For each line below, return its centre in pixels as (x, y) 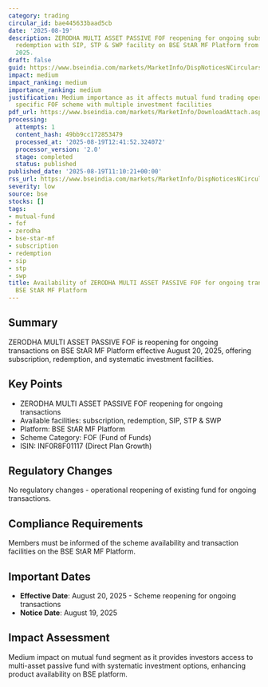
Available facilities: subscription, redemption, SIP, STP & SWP (120, 420)
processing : (28, 120)
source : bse (28, 194)
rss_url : (23, 179)
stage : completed (44, 157)
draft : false (30, 61)
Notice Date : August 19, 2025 (69, 613)
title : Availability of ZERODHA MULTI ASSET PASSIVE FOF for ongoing (126, 283)
